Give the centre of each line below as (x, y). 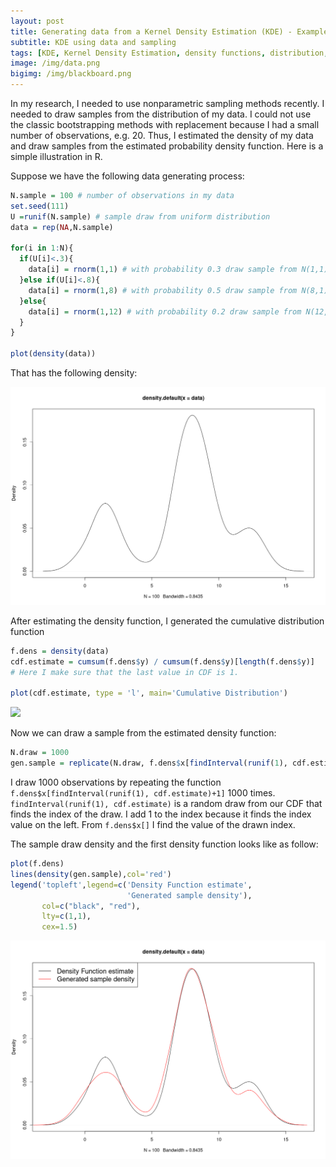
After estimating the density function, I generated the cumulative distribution (167, 621)
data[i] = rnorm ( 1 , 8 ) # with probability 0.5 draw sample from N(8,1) (178, 290)
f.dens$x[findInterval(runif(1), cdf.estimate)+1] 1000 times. (143, 793)
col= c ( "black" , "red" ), (91, 906)
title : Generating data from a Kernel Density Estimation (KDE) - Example (169, 31)
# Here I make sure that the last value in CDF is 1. (125, 672)
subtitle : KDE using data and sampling (93, 42)
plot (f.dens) (37, 864)
